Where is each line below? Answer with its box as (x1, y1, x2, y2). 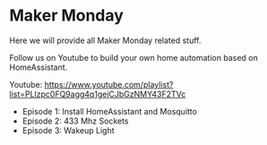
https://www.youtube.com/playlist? (44, 79, 174, 90)
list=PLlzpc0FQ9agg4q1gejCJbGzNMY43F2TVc (9, 89, 186, 99)
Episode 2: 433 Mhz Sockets (22, 115, 129, 126)
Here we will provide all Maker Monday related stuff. (9, 35, 202, 46)
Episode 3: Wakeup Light (22, 124, 115, 135)
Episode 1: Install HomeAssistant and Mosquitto (22, 106, 197, 116)
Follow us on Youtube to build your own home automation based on (9, 52, 258, 63)
